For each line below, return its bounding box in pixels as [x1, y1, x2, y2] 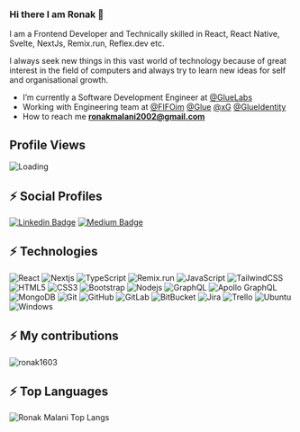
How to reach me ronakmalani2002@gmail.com [22, 112, 205, 122]
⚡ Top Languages [9, 383, 109, 399]
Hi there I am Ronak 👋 [9, 8, 105, 21]
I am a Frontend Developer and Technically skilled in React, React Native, [9, 29, 280, 40]
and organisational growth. [9, 75, 109, 85]
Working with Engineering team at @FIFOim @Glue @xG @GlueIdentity [22, 102, 286, 112]
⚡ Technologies [9, 244, 98, 259]
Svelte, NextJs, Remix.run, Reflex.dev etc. [9, 38, 165, 49]
